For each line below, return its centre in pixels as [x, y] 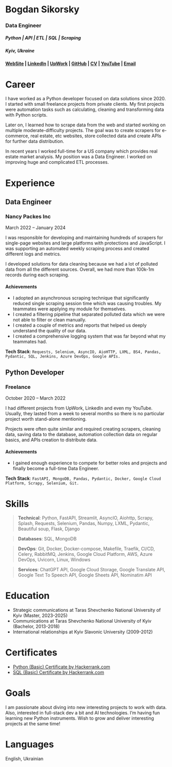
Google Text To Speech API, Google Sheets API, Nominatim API [85, 575]
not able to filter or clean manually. [49, 320]
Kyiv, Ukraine [20, 51]
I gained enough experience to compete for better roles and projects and [90, 463]
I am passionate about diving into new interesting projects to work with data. [86, 707]
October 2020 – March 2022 [35, 398]
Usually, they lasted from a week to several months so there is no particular [85, 414]
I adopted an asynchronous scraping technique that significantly [81, 298]
